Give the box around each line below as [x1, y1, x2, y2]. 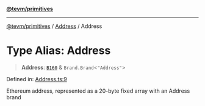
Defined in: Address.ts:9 [6, 75, 67, 82]
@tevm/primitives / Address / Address [6, 22, 103, 30]
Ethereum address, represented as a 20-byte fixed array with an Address [6, 87, 190, 94]
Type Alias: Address [6, 44, 111, 58]
